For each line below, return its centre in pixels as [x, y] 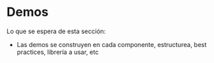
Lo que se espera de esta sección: [56, 31]
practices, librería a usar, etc [58, 52]
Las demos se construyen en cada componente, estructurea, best [112, 44]
